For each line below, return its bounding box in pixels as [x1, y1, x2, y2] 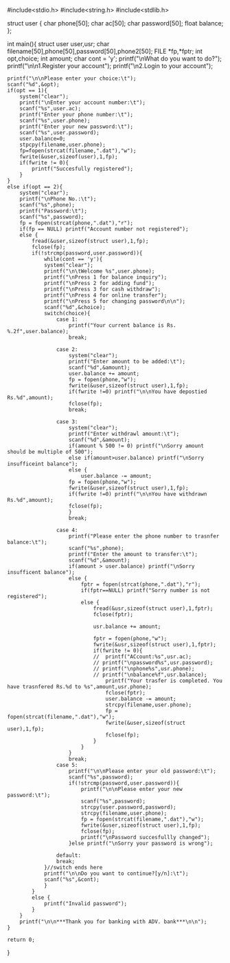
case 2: [56, 346, 78, 353]
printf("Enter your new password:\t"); [19, 123, 134, 130]
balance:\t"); [7, 539, 48, 546]
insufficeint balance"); [7, 461, 78, 467]
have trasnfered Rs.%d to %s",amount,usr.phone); [7, 684, 152, 690]
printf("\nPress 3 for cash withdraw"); [43, 286, 161, 293]
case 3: [56, 419, 78, 425]
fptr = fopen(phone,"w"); [93, 635, 168, 642]
